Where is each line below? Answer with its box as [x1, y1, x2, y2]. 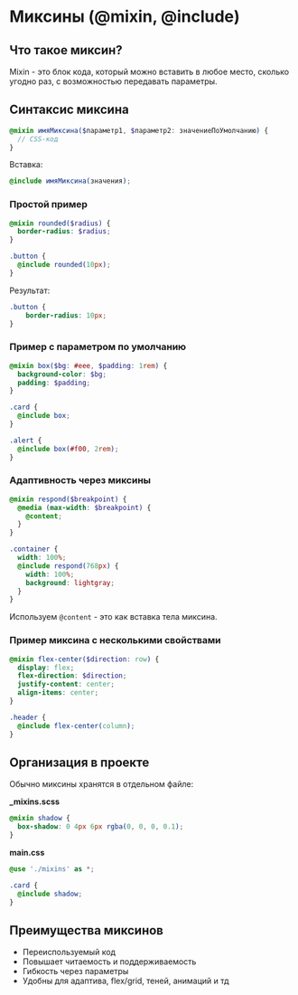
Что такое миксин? [9, 43, 124, 58]
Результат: [9, 285, 51, 296]
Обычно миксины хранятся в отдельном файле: [9, 779, 194, 790]
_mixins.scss [9, 796, 61, 807]
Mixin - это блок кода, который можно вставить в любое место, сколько [9, 66, 290, 77]
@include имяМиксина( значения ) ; [9, 176, 131, 186]
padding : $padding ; [17, 378, 91, 387]
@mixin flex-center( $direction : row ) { [9, 654, 160, 664]
